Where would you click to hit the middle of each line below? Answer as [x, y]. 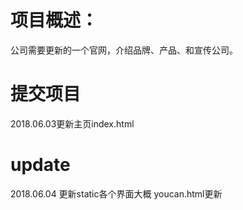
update [40, 165]
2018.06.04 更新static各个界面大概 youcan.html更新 [116, 193]
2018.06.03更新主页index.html [72, 123]
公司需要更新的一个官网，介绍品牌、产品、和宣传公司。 [124, 50]
